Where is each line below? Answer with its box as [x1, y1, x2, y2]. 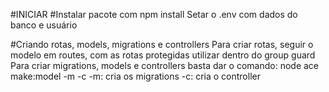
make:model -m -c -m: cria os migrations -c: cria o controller [10, 70, 261, 82]
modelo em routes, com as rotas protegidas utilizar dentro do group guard [10, 49, 316, 61]
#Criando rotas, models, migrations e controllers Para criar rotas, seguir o [10, 39, 314, 50]
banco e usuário [10, 19, 78, 31]
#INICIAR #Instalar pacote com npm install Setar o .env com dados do [10, 9, 298, 20]
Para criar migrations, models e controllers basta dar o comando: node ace [10, 60, 320, 71]
